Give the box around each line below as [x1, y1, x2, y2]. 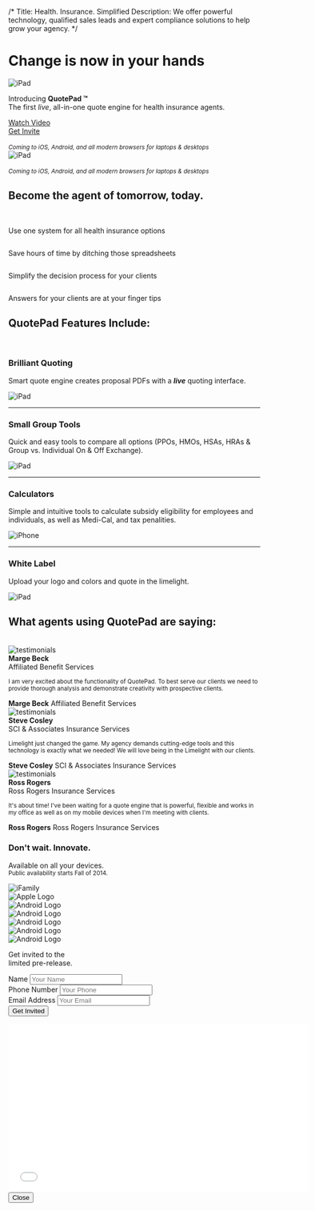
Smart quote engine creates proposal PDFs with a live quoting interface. [8, 375, 246, 385]
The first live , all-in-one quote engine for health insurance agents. [8, 102, 225, 111]
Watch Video [8, 118, 50, 127]
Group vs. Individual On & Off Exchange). [8, 446, 144, 455]
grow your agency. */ [8, 24, 78, 33]
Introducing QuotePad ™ [8, 94, 88, 103]
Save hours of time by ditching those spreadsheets [8, 248, 177, 258]
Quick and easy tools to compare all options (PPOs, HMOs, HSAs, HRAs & [8, 437, 251, 447]
